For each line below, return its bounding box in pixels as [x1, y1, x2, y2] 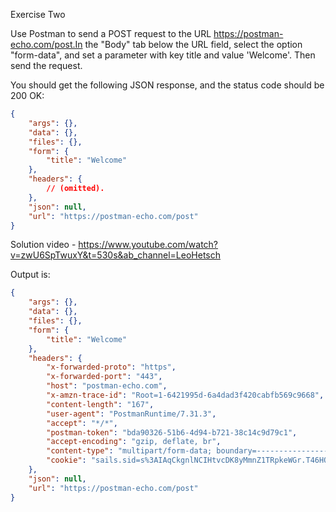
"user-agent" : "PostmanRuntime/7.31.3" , [46, 409, 217, 419]
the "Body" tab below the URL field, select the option [84, 39, 303, 50]
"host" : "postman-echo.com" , [46, 381, 168, 391]
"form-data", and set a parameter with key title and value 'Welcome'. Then [10, 49, 316, 61]
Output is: [10, 269, 51, 281]
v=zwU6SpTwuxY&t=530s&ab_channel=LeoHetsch [10, 249, 222, 261]
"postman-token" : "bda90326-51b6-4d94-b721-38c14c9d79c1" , [46, 427, 298, 438]
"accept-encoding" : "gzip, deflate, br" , [46, 437, 222, 447]
